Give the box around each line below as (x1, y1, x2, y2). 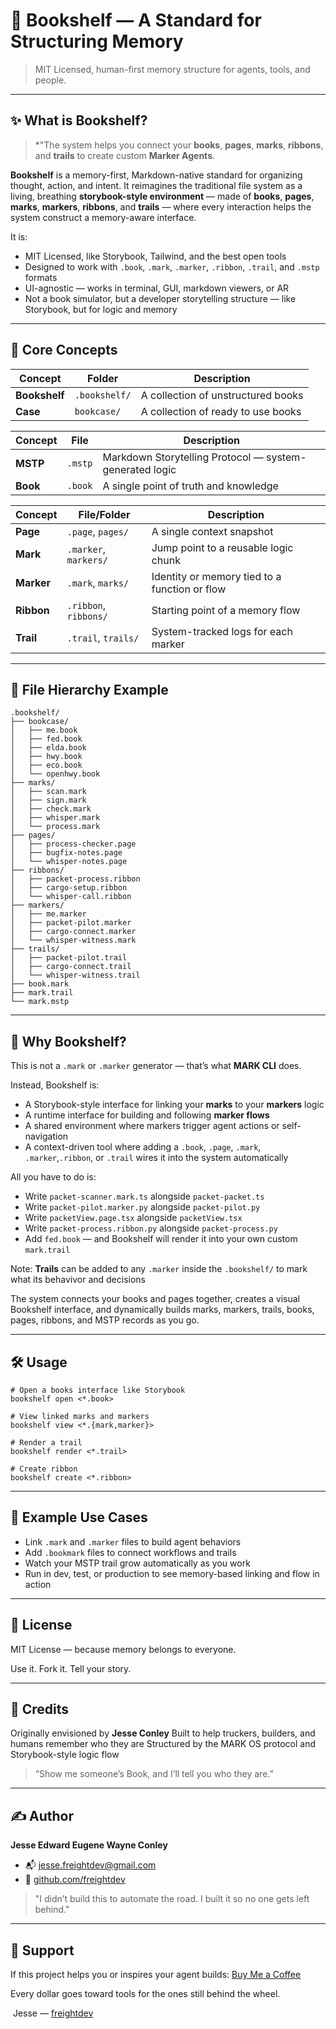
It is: (10, 230, 28, 243)
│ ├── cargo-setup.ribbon (10, 883, 128, 893)
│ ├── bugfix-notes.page (10, 848, 123, 858)
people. (34, 74, 67, 86)
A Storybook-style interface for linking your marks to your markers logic (24, 1099, 325, 1111)
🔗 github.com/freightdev (24, 1874, 126, 1886)
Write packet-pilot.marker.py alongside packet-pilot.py (24, 1201, 261, 1213)
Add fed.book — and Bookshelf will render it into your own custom (24, 1233, 298, 1245)
